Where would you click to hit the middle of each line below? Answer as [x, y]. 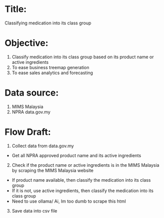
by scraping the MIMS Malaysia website [53, 170]
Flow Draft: [28, 132]
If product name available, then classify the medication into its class [81, 180]
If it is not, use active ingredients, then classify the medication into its [82, 191]
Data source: [32, 93]
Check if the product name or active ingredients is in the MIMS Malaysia [85, 165]
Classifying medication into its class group [48, 23]
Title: [16, 9]
